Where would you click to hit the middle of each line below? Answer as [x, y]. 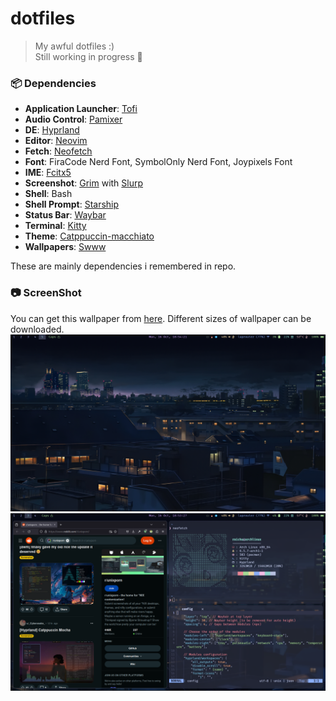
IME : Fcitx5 [48, 173]
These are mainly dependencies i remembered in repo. [123, 266]
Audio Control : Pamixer [73, 119]
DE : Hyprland [52, 130]
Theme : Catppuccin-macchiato [89, 236]
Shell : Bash [48, 194]
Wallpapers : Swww [65, 247]
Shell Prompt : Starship [72, 204]
